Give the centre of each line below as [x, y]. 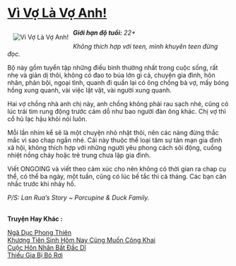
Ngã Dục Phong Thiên [40, 232]
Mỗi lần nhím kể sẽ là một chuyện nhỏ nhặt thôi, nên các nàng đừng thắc [113, 132]
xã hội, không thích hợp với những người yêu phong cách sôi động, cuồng [114, 147]
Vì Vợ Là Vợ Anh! [57, 13]
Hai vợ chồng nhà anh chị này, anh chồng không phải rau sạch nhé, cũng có [118, 103]
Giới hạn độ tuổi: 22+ [104, 33]
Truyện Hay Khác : [35, 219]
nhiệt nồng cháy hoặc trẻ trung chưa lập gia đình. [79, 155]
